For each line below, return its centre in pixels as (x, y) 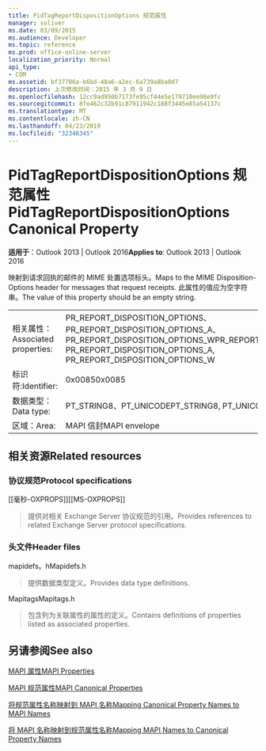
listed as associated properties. (79, 623)
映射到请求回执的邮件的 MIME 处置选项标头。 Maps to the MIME (112, 277)
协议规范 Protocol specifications (70, 480)
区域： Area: (34, 425)
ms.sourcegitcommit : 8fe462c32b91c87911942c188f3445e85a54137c (115, 104)
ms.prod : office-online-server (60, 52)
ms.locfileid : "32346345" (51, 133)
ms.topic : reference (42, 45)
